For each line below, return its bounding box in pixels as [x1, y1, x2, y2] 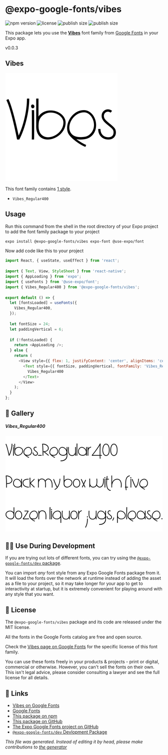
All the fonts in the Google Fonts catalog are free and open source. [5, 634, 142, 640]
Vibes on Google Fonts [12, 702, 60, 708]
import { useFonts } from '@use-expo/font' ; [5, 279, 99, 284]
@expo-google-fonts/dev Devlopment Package [12, 729, 107, 735]
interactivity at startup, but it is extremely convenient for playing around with [5, 586, 162, 592]
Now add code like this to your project [5, 248, 84, 254]
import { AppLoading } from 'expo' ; [5, 274, 81, 279]
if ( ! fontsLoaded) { [9, 337, 52, 342]
